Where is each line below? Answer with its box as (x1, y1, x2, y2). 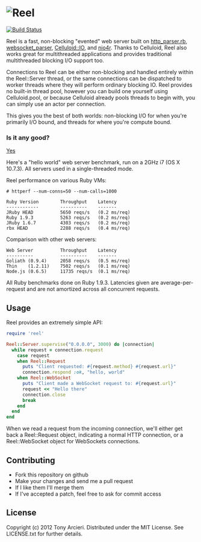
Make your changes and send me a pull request (14, 477, 134, 484)
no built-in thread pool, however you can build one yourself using (6, 87, 169, 94)
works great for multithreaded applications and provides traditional (6, 50, 172, 57)
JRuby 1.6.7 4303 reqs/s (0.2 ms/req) (6, 220, 131, 226)
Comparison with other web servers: (6, 236, 97, 243)
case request (17, 353, 50, 359)
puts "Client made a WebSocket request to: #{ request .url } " (22, 381, 176, 387)
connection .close (22, 392, 66, 398)
